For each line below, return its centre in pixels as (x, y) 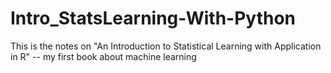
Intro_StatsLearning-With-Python (153, 18)
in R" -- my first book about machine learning (103, 56)
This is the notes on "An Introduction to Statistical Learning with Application (166, 46)
